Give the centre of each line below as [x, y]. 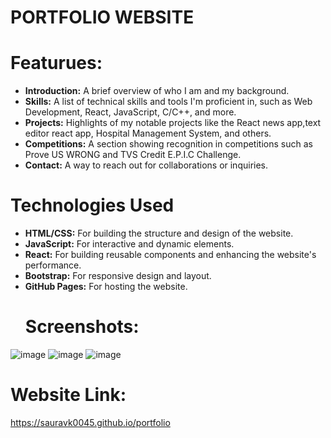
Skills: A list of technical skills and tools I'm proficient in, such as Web [168, 102]
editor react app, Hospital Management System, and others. [148, 133]
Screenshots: [82, 327]
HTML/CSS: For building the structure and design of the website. [159, 233]
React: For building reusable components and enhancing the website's [170, 255]
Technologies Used [92, 205]
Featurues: [56, 63]
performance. [53, 265]
